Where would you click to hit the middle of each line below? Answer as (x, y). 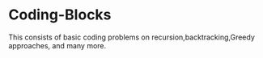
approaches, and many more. (57, 45)
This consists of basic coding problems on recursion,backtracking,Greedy (131, 37)
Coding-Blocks (60, 15)
